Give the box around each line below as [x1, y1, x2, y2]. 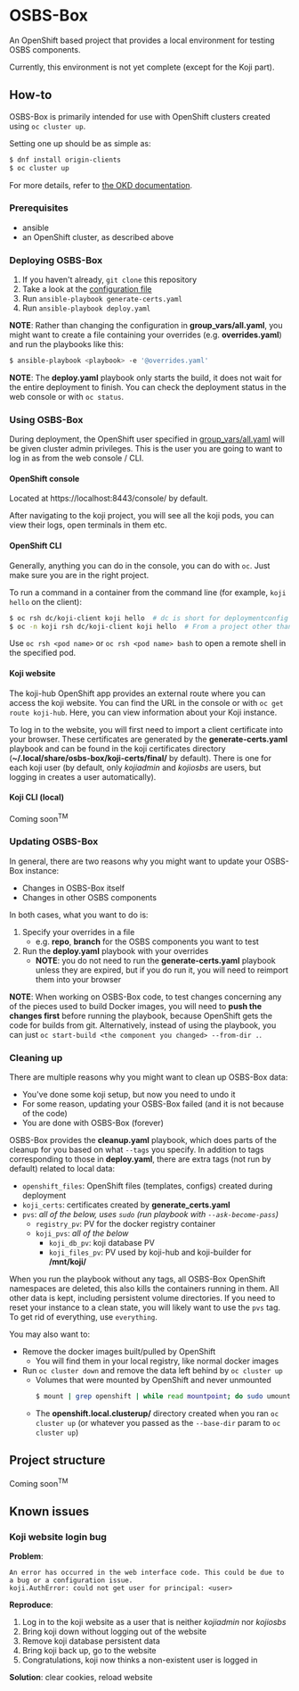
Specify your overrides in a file [21, 926, 135, 937]
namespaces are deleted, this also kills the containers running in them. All [9, 1283, 279, 1294]
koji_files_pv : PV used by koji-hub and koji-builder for [48, 1247, 252, 1258]
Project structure [9, 1453, 106, 1468]
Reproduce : [9, 1599, 53, 1611]
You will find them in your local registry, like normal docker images [35, 1355, 279, 1366]
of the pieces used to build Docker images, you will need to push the [9, 1000, 263, 1011]
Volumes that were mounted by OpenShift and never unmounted [35, 1375, 271, 1386]
